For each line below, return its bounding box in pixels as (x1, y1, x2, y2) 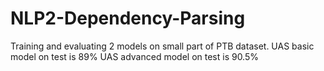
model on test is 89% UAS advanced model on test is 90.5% (10, 50, 260, 62)
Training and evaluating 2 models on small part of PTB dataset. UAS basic (10, 40, 315, 52)
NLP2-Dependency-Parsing (10, 7, 246, 30)
